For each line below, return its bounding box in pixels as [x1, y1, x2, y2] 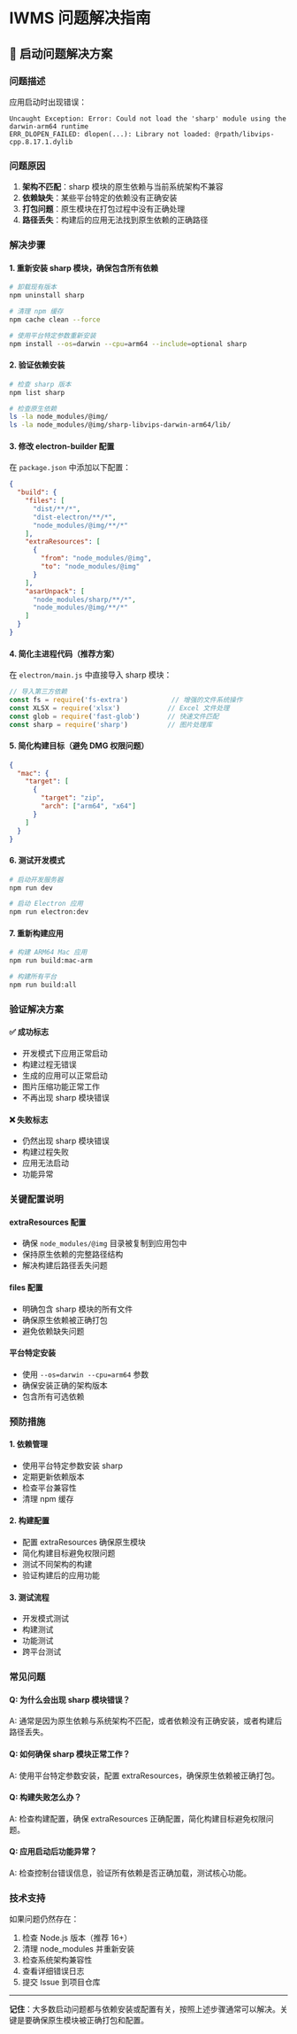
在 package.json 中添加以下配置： [9, 462, 131, 473]
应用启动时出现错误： [9, 97, 87, 107]
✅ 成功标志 [9, 1026, 49, 1037]
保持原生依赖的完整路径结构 [21, 1249, 124, 1260]
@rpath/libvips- [215, 129, 275, 138]
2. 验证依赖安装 [9, 360, 65, 370]
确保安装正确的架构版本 [21, 1380, 108, 1390]
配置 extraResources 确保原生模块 [21, 1537, 146, 1548]
